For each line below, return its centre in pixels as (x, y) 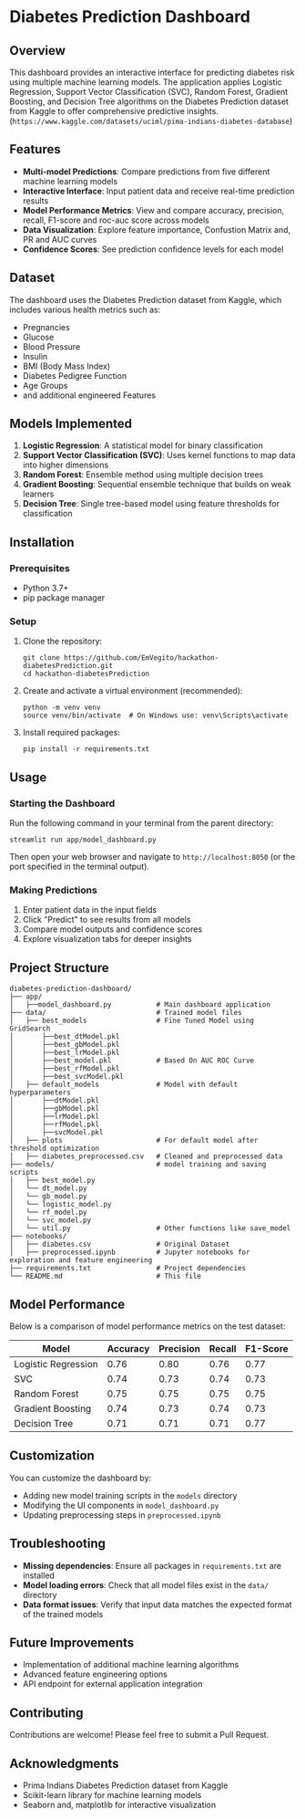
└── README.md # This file (106, 1276)
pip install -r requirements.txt (86, 749)
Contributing (46, 1713)
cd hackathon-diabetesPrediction (86, 674)
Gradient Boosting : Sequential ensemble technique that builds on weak (157, 485)
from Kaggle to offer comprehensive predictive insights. (114, 111)
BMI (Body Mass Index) (66, 366)
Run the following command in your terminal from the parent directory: (142, 823)
